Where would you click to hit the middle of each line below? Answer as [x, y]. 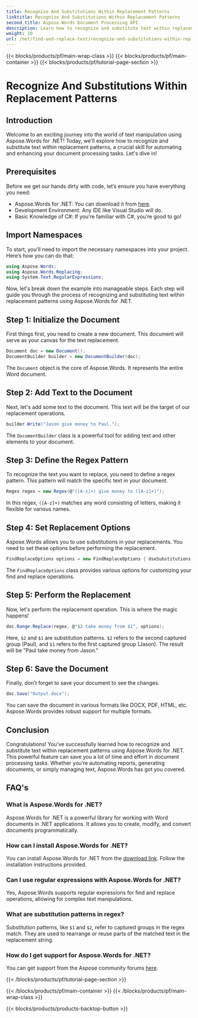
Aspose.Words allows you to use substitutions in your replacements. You [94, 542]
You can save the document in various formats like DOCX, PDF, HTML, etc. [97, 705]
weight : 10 [19, 34]
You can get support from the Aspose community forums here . [82, 968]
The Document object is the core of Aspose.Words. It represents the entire [95, 367]
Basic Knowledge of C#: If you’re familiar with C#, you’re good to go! [98, 216]
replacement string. [30, 939]
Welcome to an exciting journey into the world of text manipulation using [94, 134]
